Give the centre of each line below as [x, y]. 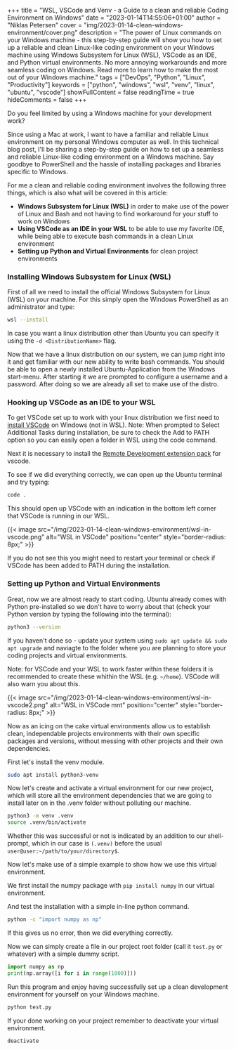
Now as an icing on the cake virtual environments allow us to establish [109, 726]
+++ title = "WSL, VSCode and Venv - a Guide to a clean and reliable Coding [118, 10]
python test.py [29, 1007]
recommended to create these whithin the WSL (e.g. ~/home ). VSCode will [113, 676]
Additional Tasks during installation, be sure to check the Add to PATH [109, 433]
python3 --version [34, 627]
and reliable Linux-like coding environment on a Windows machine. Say [111, 157]
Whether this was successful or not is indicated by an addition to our [107, 836]
